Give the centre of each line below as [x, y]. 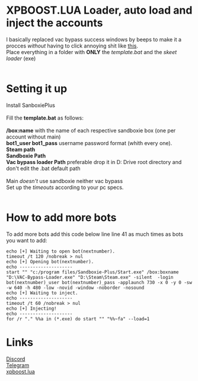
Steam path [21, 149]
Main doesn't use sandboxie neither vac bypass [65, 181]
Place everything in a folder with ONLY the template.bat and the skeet [92, 52]
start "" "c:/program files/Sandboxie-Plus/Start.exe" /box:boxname [92, 272]
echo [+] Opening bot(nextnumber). [50, 262]
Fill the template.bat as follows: [45, 118]
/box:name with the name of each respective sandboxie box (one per [91, 130]
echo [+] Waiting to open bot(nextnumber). [61, 251]
